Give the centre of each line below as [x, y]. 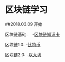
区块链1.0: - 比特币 [23, 44]
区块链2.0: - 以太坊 [23, 55]
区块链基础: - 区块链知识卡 [32, 34]
